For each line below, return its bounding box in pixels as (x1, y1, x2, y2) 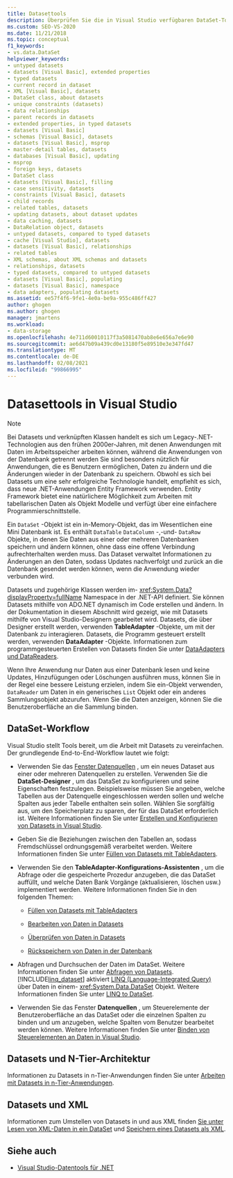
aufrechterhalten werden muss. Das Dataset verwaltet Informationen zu (7, 549, 212, 558)
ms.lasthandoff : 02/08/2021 (7, 360, 89, 367)
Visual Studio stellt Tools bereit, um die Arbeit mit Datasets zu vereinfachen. (7, 741, 224, 749)
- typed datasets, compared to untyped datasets (7, 269, 150, 276)
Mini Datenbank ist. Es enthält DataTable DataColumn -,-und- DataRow (7, 527, 201, 536)
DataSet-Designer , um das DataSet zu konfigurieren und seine (17, 777, 200, 785)
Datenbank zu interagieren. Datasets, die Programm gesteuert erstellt (7, 629, 206, 638)
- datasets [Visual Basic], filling (7, 178, 113, 185)
